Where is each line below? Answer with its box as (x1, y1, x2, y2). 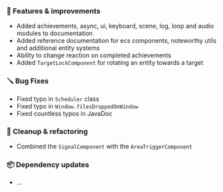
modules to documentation (16, 29, 94, 37)
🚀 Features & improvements (6, 6, 101, 16)
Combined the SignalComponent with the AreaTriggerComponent (16, 142, 193, 151)
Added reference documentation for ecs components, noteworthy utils (16, 37, 217, 45)
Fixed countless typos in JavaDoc (16, 109, 113, 117)
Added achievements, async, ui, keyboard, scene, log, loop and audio (16, 22, 214, 30)
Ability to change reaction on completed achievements (16, 51, 171, 59)
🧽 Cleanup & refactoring (6, 126, 88, 136)
